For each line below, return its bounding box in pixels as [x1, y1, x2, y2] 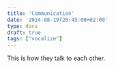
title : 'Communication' [7, 10, 75, 17]
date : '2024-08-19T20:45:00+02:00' [7, 16, 109, 23]
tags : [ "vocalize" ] [7, 36, 63, 42]
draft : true [7, 29, 41, 36]
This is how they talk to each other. [7, 54, 106, 62]
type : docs [7, 23, 38, 29]
